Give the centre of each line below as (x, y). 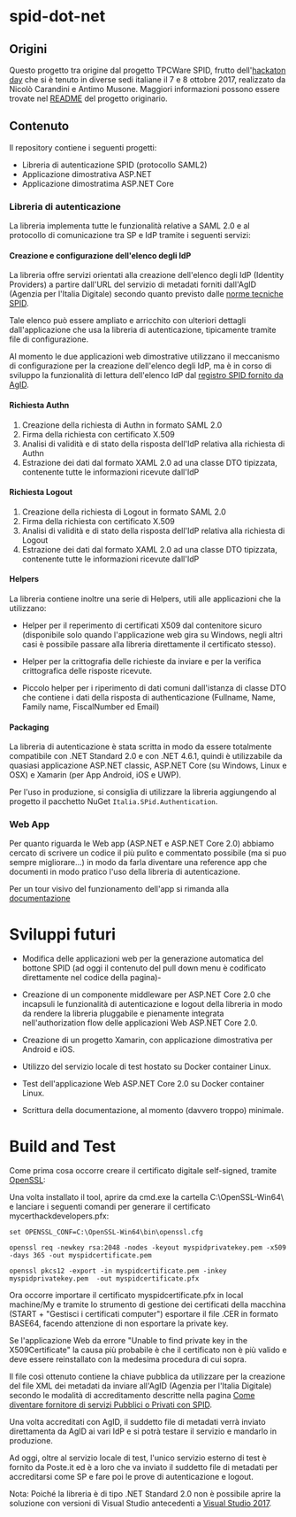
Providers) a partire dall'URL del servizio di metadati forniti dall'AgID (133, 284)
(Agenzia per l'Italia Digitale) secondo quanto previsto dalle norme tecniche (147, 294)
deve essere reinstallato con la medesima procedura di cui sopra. (128, 1359)
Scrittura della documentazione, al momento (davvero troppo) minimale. (153, 1111)
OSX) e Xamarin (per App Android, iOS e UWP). (95, 775)
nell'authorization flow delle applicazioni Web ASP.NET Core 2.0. (140, 1023)
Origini (28, 49)
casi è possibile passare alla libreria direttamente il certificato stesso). (149, 644)
